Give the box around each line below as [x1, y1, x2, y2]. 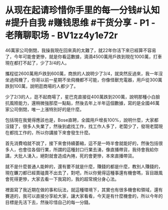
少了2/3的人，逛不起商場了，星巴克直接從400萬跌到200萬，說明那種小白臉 [5, 93, 160, 99]
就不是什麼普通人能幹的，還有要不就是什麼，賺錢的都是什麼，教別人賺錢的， [5, 163, 163, 169]
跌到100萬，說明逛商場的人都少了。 [5, 83, 78, 89]
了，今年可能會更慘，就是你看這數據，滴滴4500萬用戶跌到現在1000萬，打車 [5, 53, 162, 59]
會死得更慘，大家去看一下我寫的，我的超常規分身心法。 [5, 176, 119, 182]
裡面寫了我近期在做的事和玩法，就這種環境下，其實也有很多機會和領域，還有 [5, 186, 163, 192]
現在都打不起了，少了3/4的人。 [5, 60, 69, 66]
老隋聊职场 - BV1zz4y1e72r [5, 30, 118, 41]
